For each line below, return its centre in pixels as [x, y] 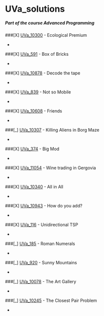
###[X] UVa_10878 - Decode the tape [43, 73]
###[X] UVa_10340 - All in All [34, 187]
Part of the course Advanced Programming [50, 23]
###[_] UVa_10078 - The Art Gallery [41, 282]
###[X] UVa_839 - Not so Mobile [38, 92]
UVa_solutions [35, 9]
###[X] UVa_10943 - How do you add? [44, 206]
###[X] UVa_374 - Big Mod [32, 149]
